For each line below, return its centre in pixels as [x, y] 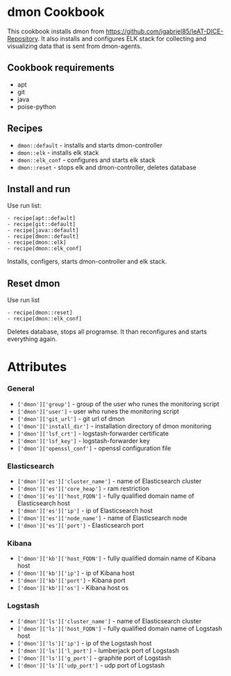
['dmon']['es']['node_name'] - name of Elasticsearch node [102, 518]
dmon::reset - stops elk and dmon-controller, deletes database [107, 167]
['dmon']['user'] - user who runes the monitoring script [98, 411]
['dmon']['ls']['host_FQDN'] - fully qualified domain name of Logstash [120, 628]
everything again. [32, 339]
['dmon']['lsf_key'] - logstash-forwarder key [84, 440]
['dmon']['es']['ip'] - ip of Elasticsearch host [85, 510]
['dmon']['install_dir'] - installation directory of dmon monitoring [114, 426]
